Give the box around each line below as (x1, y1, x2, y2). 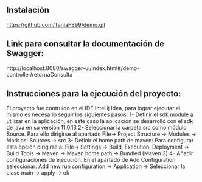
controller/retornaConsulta (6, 71, 73, 78)
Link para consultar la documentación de (6, 39, 165, 49)
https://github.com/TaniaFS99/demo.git (6, 21, 105, 28)
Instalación (6, 5, 50, 15)
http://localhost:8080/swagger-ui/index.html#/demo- (6, 64, 140, 72)
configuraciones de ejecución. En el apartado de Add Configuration (6, 156, 176, 164)
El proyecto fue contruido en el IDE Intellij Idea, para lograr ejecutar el (6, 105, 181, 112)
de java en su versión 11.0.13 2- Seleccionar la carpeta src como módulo (6, 124, 187, 131)
